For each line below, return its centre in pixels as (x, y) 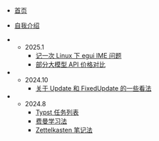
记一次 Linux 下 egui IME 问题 (78, 56)
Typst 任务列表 (57, 112)
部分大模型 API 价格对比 (70, 64)
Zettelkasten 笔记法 (64, 130)
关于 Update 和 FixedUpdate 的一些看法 (93, 88)
